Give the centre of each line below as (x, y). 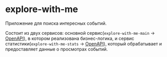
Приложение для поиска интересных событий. (56, 23)
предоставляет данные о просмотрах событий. (56, 49)
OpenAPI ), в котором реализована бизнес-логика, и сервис (70, 38)
